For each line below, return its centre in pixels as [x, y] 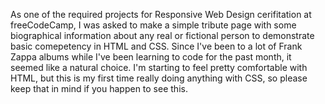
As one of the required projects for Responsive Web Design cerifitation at [161, 14]
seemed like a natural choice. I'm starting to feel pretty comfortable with [159, 67]
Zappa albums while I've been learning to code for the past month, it [151, 57]
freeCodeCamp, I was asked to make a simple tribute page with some [153, 25]
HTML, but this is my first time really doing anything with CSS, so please [159, 78]
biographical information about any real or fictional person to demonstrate [162, 35]
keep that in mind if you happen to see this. [99, 88]
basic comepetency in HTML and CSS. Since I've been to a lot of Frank [156, 46]
